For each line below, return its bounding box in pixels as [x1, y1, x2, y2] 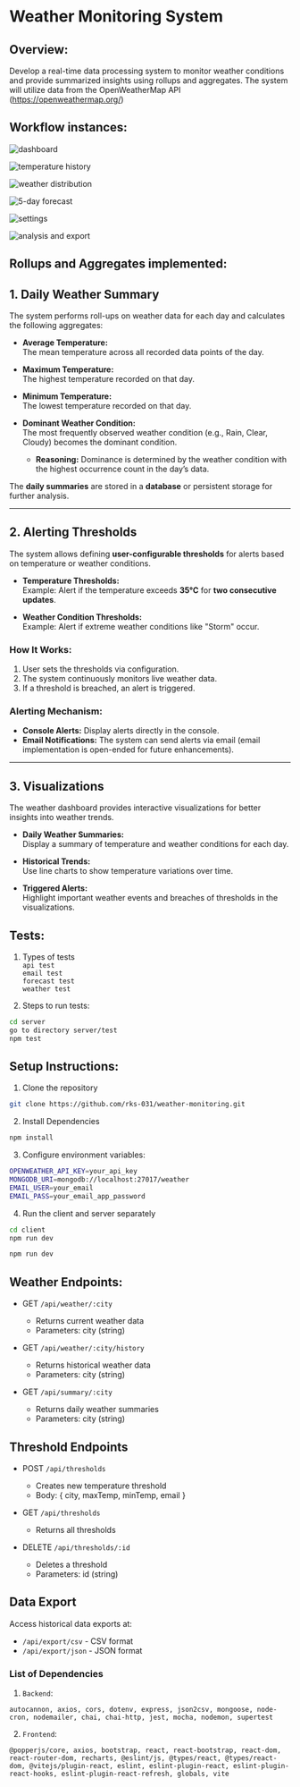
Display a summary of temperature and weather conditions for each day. [21, 839, 289, 850]
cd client [9, 1225, 46, 1234]
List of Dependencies [9, 1667, 104, 1680]
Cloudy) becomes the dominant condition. [21, 436, 178, 448]
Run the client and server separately [21, 1207, 156, 1218]
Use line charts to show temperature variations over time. [21, 866, 234, 877]
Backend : [21, 1688, 54, 1698]
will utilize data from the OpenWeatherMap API [9, 85, 181, 95]
